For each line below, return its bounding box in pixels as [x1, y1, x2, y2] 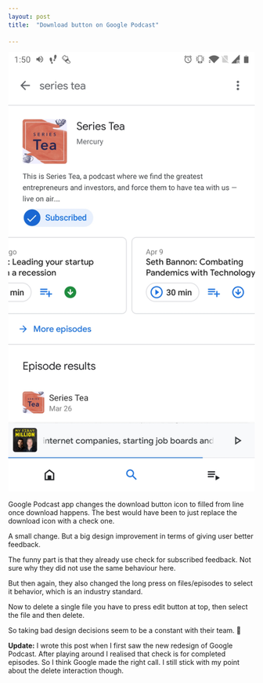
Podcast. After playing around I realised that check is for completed [8, 649, 226, 659]
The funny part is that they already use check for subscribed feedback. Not [8, 555, 252, 564]
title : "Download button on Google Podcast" [8, 20, 159, 29]
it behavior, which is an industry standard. [8, 587, 143, 597]
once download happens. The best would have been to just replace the [8, 508, 237, 517]
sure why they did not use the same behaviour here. [8, 564, 176, 573]
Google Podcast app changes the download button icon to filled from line [8, 499, 244, 510]
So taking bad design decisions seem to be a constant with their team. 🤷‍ [8, 626, 241, 635]
